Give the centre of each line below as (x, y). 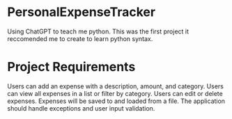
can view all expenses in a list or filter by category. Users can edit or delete (115, 93)
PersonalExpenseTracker (81, 12)
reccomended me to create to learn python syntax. (80, 38)
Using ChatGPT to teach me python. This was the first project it (98, 31)
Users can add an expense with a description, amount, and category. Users (116, 86)
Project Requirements (71, 67)
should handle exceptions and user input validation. (81, 108)
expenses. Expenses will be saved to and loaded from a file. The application (116, 101)
